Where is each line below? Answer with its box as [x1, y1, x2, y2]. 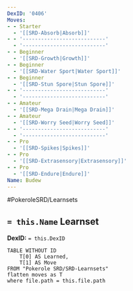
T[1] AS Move [19, 259, 57, 266]
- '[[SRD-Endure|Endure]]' [13, 170, 90, 177]
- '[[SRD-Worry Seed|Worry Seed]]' [13, 119, 115, 126]
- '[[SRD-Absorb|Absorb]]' [13, 29, 90, 37]
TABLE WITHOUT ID [7, 248, 57, 254]
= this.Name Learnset [7, 215, 99, 228]
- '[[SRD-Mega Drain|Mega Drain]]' [13, 106, 115, 113]
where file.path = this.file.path [7, 277, 106, 285]
